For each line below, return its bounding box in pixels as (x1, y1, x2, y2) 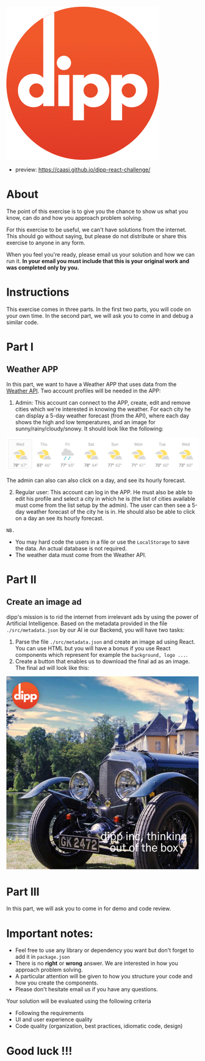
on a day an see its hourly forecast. (15, 514, 104, 522)
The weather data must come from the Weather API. (15, 551, 146, 558)
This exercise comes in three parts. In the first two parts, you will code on (6, 306, 191, 313)
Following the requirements (15, 1010, 84, 1017)
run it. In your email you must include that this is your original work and (6, 257, 190, 264)
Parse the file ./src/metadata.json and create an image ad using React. (15, 638, 195, 645)
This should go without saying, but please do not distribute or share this (6, 232, 187, 239)
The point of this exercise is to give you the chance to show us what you (6, 208, 188, 215)
